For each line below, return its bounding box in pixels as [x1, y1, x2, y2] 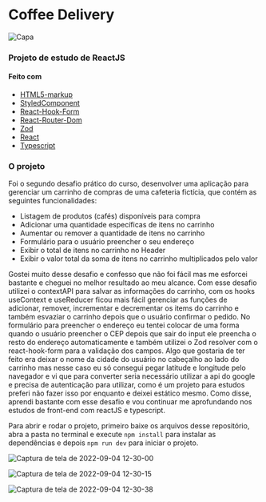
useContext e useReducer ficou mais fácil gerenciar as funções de [8, 295, 228, 305]
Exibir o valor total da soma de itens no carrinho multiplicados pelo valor [19, 254, 258, 263]
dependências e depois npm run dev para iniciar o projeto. [8, 438, 199, 448]
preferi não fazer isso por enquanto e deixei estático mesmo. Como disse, [8, 388, 252, 398]
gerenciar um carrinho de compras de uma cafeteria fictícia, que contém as [8, 187, 257, 197]
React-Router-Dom [19, 115, 82, 125]
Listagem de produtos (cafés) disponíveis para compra [19, 211, 201, 221]
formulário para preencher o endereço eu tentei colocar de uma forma [8, 320, 240, 330]
